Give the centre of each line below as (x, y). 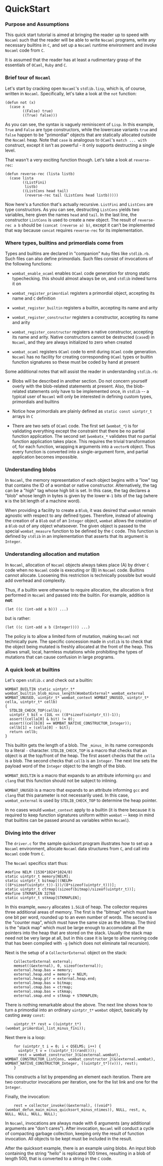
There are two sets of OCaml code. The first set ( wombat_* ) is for (75, 426)
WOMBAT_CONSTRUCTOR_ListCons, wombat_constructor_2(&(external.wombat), (80, 1059)
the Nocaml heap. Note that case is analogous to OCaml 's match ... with (76, 140)
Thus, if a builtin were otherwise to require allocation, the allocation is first (79, 590)
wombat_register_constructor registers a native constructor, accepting (83, 332)
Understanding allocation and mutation (52, 554)
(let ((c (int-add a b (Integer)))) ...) (48, 627)
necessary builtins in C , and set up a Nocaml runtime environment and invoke (81, 45)
